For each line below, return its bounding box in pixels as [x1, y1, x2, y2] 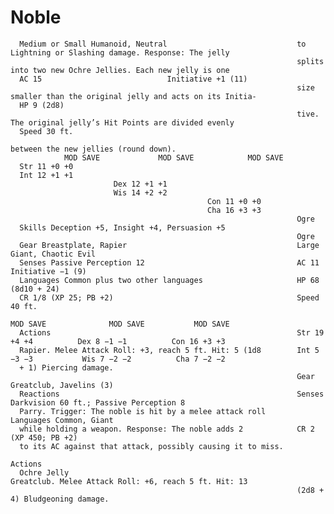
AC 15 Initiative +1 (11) [19, 74, 248, 84]
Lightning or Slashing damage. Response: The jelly [10, 47, 230, 58]
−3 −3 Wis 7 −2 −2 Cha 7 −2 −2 [10, 354, 226, 364]
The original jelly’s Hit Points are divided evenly [10, 117, 235, 128]
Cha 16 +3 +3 [207, 205, 262, 215]
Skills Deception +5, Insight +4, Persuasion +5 [19, 222, 226, 233]
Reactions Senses [19, 389, 325, 399]
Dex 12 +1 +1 [113, 179, 168, 189]
